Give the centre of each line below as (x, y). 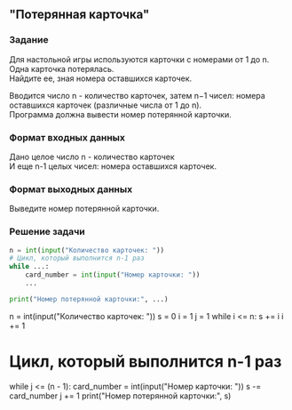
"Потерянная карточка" (79, 15)
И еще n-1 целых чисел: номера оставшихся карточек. (113, 166)
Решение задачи (47, 232)
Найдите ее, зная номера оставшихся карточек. (101, 78)
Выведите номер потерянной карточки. (84, 209)
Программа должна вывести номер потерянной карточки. (121, 114)
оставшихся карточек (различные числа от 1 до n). (106, 105)
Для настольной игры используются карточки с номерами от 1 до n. (139, 59)
